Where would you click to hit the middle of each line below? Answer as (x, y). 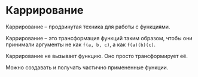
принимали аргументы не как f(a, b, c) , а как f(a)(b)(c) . (81, 44)
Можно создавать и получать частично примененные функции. (87, 67)
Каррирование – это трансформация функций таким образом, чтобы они (99, 38)
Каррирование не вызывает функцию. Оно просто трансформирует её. (97, 56)
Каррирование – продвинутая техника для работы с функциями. (88, 27)
